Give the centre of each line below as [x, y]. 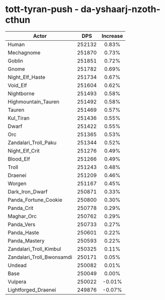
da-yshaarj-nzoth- [121, 9]
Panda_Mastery [26, 241]
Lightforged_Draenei [32, 289]
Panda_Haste [23, 233]
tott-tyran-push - [42, 9]
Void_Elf [17, 85]
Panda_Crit [21, 208]
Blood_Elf [19, 159]
